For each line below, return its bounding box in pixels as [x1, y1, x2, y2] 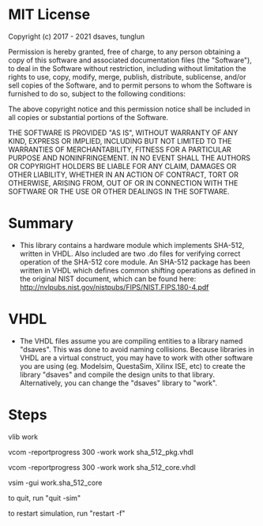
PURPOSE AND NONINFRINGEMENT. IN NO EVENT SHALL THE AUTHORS [8, 152, 251, 163]
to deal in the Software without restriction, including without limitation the [8, 63, 246, 73]
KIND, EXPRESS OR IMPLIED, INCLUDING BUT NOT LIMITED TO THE [8, 136, 232, 145]
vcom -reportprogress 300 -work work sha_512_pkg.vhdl [8, 447, 193, 456]
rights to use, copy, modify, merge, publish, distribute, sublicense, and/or [8, 72, 246, 81]
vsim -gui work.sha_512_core [8, 478, 103, 487]
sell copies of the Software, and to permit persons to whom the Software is [8, 81, 253, 90]
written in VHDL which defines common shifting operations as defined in [19, 265, 256, 275]
